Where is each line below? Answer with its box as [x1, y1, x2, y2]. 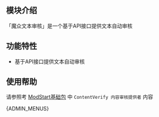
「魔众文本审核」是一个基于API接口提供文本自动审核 [6, 22, 133, 29]
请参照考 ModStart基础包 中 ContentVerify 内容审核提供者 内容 [6, 93, 154, 101]
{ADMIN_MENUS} [6, 105, 49, 112]
